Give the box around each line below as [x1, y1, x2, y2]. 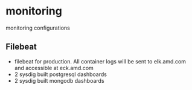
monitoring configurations [5, 24, 71, 31]
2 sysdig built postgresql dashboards [14, 71, 107, 78]
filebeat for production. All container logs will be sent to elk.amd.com [14, 57, 187, 65]
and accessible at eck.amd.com [14, 64, 94, 71]
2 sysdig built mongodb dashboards [14, 77, 104, 84]
